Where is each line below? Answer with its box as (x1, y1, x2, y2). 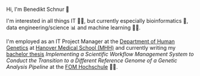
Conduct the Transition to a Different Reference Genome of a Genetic (6, 57, 178, 64)
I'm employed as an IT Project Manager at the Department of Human (6, 38, 175, 45)
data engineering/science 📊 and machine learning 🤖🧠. (6, 24, 141, 31)
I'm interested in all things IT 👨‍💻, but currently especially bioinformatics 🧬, (6, 17, 189, 24)
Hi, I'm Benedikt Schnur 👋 (6, 6, 70, 13)
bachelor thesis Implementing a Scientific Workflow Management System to (6, 51, 194, 57)
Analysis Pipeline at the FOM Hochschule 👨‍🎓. (6, 63, 118, 70)
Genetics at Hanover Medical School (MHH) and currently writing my (6, 44, 176, 51)
